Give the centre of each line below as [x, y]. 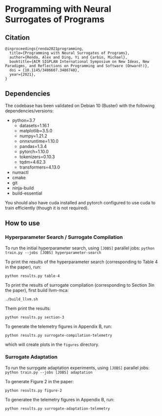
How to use [22, 223]
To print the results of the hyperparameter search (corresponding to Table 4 [81, 262]
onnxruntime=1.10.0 [39, 141]
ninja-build [23, 188]
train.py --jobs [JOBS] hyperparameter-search [53, 253]
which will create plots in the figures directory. [52, 344]
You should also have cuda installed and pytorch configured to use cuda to [80, 202]
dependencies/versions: [29, 111]
